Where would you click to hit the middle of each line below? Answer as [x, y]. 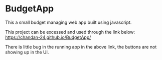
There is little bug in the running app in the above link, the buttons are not [81, 47]
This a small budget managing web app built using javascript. [68, 22]
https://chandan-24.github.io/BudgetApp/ [48, 37]
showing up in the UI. [27, 52]
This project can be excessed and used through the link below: [70, 32]
